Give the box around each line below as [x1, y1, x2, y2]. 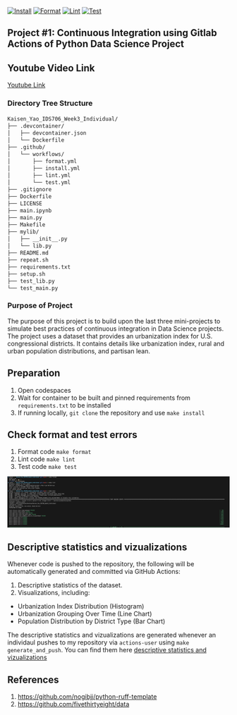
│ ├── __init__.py [7, 235, 68, 243]
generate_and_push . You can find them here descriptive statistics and [7, 646, 207, 654]
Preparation [7, 367, 61, 379]
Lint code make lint [17, 455, 75, 463]
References [7, 673, 59, 685]
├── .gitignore [7, 185, 52, 193]
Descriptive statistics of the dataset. [17, 581, 123, 589]
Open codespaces [17, 386, 72, 394]
